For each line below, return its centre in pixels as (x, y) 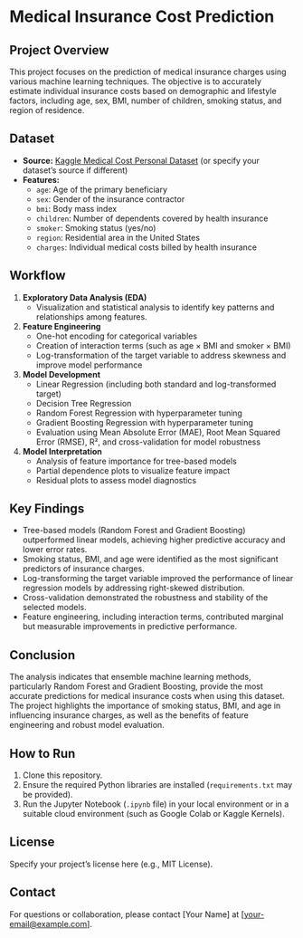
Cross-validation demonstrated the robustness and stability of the (145, 598)
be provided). (47, 795)
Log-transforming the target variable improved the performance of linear (158, 579)
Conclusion (43, 655)
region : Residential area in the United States (118, 237)
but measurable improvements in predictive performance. (130, 627)
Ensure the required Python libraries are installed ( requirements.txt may (157, 785)
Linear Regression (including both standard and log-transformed (156, 384)
